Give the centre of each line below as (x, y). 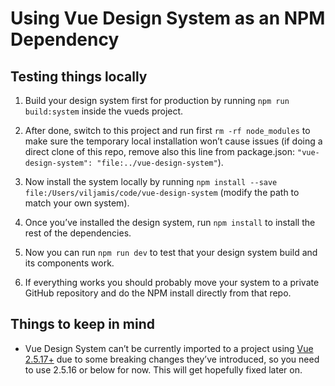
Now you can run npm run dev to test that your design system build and (171, 252)
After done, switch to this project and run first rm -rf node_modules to (167, 130)
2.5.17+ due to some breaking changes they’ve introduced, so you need (172, 359)
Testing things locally (79, 76)
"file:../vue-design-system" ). (160, 162)
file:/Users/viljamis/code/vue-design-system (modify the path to (162, 192)
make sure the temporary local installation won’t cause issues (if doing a (173, 141)
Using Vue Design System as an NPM (168, 18)
